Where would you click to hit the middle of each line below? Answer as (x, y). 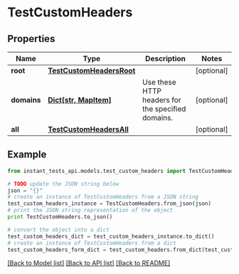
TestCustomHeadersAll (89, 129)
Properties (31, 39)
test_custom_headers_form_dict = (57, 250)
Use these (159, 82)
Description (166, 59)
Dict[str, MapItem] (80, 100)
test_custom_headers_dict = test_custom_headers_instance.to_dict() (111, 236)
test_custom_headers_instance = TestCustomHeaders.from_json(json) (110, 204)
